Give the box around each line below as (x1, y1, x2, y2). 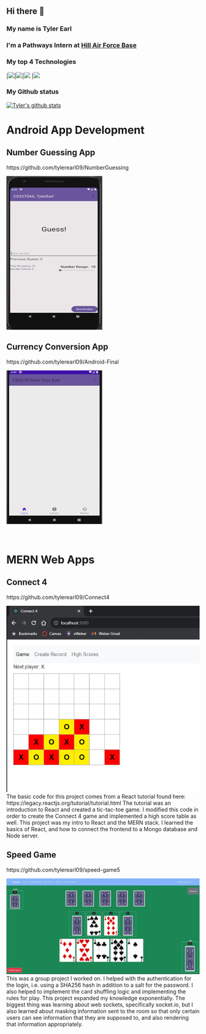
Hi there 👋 (6, 6, 45, 17)
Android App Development (6, 123, 145, 137)
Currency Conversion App (6, 342, 109, 352)
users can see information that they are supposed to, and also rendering (6, 1014, 189, 1022)
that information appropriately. (6, 1020, 83, 1028)
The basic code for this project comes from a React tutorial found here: (6, 793, 186, 801)
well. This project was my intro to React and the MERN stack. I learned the (6, 819, 194, 826)
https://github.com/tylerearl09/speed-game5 (6, 866, 121, 873)
